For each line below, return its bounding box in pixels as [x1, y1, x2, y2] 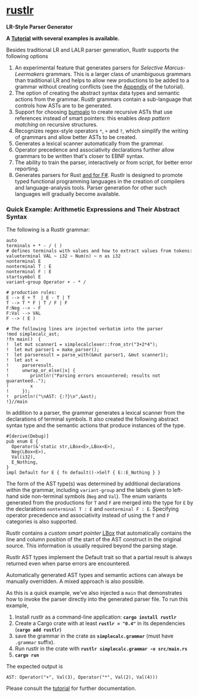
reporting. [14, 165, 40, 172]
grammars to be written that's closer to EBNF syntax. [14, 152, 144, 159]
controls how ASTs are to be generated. [14, 102, 112, 109]
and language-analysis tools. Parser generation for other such [14, 184, 167, 191]
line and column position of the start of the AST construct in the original [6, 536, 181, 543]
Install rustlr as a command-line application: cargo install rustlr [14, 613, 177, 621]
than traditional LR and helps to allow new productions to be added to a [14, 77, 189, 84]
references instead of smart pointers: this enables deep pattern [14, 114, 170, 122]
